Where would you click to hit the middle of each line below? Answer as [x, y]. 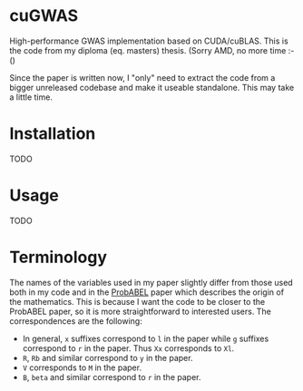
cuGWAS [44, 16]
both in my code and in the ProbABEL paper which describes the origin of [147, 292]
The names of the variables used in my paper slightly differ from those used [151, 282]
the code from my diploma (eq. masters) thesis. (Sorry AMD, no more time [148, 50]
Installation [53, 134]
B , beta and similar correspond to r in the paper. [112, 376]
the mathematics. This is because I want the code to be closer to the [137, 301]
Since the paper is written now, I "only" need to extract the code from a [142, 77]
